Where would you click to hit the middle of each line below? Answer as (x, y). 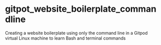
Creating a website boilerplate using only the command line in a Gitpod (76, 33)
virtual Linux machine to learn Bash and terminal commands (65, 38)
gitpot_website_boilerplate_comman (81, 9)
